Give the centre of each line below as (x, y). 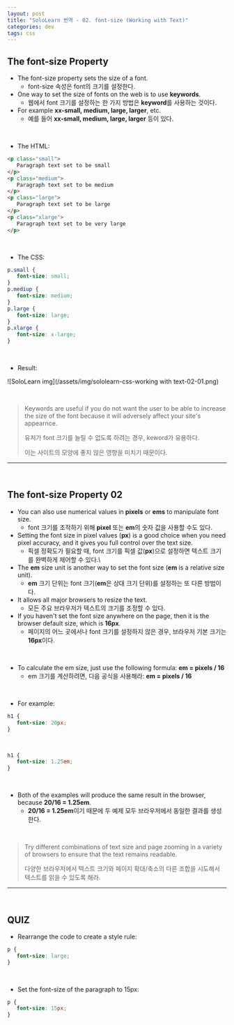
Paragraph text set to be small (63, 165)
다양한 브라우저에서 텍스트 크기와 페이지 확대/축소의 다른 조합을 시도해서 (122, 869)
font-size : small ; (43, 276)
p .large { (22, 309)
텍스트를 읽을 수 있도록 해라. (62, 878)
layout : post (26, 14)
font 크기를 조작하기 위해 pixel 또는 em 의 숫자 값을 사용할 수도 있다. (120, 527)
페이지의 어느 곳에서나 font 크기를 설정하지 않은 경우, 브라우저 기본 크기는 (127, 631)
